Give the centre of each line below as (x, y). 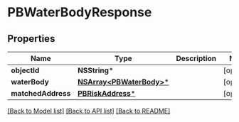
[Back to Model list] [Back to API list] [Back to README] (89, 111)
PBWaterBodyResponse (80, 12)
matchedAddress (41, 93)
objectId (25, 70)
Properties (31, 39)
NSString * (95, 70)
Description (196, 59)
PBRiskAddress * (106, 93)
